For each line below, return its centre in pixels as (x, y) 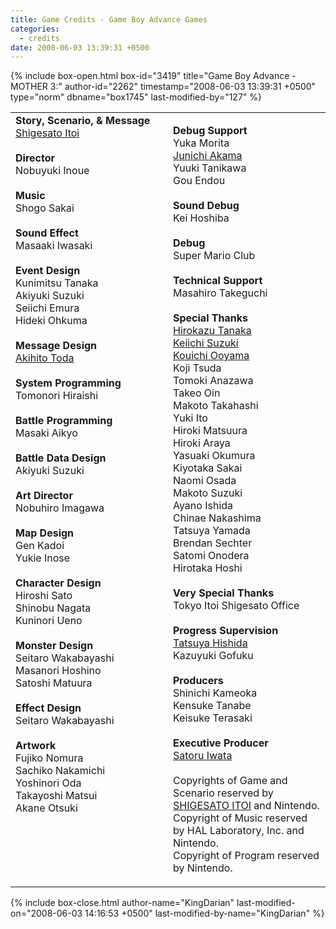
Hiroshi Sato (44, 596)
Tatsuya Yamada (212, 531)
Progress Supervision (226, 631)
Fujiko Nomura (49, 758)
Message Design (56, 346)
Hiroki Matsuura (210, 431)
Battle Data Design (61, 458)
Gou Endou (199, 181)
